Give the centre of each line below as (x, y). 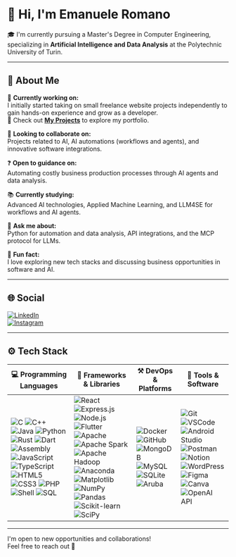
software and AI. (31, 269)
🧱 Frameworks (101, 375)
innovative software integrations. (55, 149)
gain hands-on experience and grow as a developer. (83, 113)
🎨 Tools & (203, 375)
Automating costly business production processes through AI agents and (113, 173)
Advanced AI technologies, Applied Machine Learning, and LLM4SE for (110, 204)
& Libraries (102, 384)
